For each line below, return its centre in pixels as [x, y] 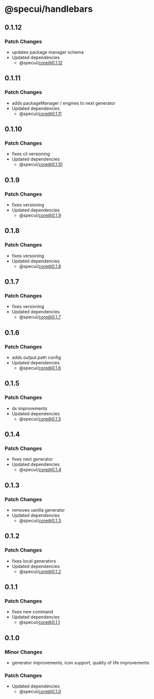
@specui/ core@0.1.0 [40, 692]
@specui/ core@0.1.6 [40, 368]
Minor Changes [23, 652]
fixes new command [32, 612]
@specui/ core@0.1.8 [40, 266]
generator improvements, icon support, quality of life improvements [80, 663]
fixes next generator [32, 459]
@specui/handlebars [49, 9]
